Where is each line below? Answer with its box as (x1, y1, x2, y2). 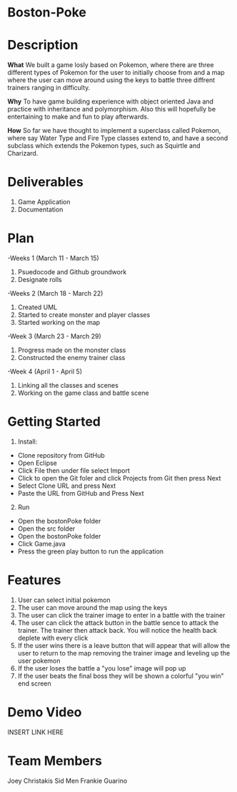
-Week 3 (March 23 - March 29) (7, 332, 101, 340)
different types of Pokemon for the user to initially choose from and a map (7, 69, 225, 77)
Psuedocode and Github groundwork (17, 268, 127, 276)
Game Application (17, 198, 71, 206)
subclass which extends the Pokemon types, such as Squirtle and (7, 141, 201, 150)
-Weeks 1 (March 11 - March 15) (7, 254, 100, 262)
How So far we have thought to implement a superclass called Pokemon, (7, 126, 221, 135)
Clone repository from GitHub (17, 451, 105, 459)
